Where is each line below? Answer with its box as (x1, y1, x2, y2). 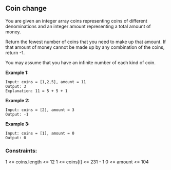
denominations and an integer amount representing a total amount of (5, 23, 151, 29)
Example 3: (5, 121, 30, 127)
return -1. (5, 49, 25, 55)
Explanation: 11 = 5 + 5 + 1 (5, 88, 68, 93)
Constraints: (5, 147, 37, 154)
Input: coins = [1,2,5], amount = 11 (5, 79, 86, 84)
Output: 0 (5, 135, 27, 140)
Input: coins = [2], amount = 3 (5, 107, 74, 112)
